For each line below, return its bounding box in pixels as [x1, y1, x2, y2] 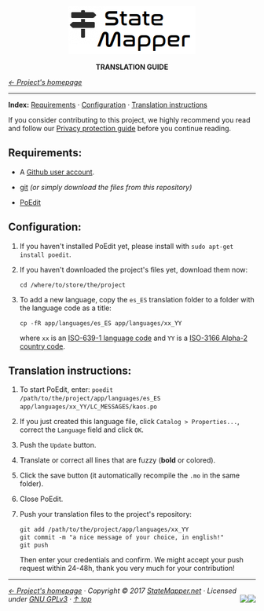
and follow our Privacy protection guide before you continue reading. [8, 124, 232, 133]
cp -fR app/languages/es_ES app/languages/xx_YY [19, 319, 182, 327]
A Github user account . [19, 167, 95, 177]
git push [19, 541, 49, 550]
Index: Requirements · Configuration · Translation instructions [8, 101, 208, 109]
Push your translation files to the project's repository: [19, 510, 192, 519]
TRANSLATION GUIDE [95, 62, 169, 71]
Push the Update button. [19, 441, 97, 450]
